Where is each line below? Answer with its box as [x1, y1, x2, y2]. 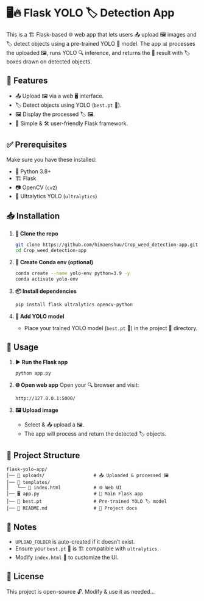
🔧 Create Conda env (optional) [15, 259, 94, 266]
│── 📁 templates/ [6, 480, 51, 486]
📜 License [6, 571, 44, 581]
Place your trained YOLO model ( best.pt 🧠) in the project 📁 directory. [24, 324, 198, 331]
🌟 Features [6, 76, 48, 86]
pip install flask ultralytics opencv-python [15, 301, 133, 308]
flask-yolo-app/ [6, 466, 47, 473]
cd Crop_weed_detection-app [15, 248, 86, 254]
